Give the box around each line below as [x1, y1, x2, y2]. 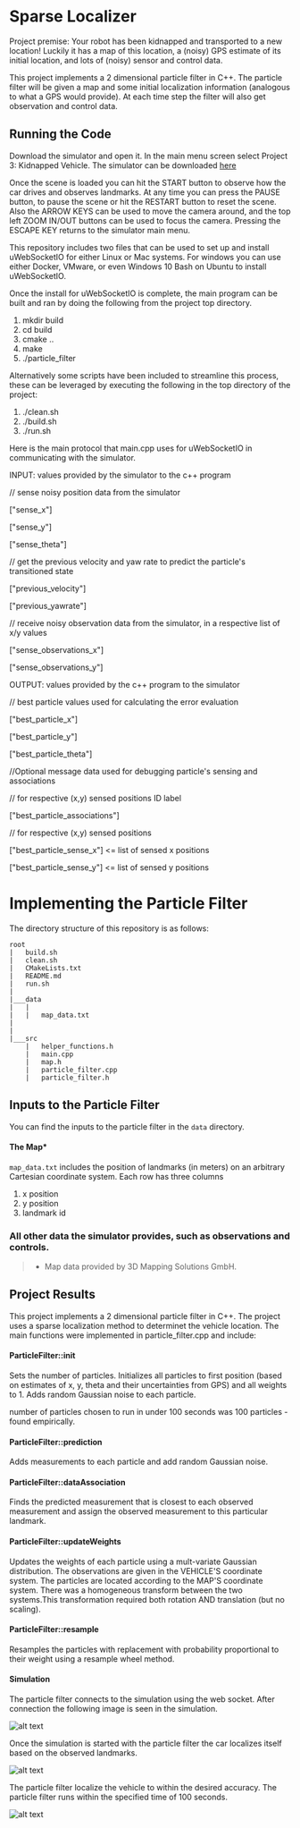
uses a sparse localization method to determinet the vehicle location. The [9, 1320, 279, 1331]
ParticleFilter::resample [9, 1624, 100, 1635]
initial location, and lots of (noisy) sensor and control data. [9, 55, 223, 65]
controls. [9, 1240, 50, 1253]
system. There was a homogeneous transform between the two [9, 1585, 243, 1595]
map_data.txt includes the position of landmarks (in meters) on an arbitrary [9, 1161, 286, 1172]
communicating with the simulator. [9, 452, 137, 462]
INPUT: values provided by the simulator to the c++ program [9, 470, 232, 480]
